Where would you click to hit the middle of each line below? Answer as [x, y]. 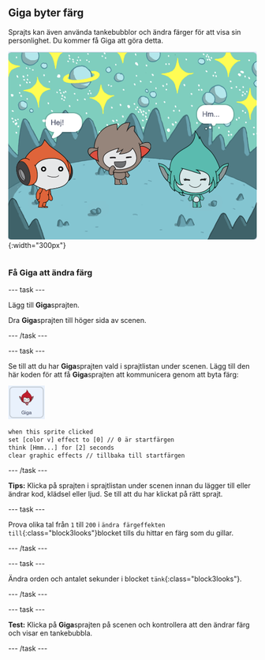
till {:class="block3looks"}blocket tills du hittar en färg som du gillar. [121, 533]
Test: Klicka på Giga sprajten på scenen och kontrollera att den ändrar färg [129, 624]
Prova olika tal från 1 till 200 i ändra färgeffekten [87, 525]
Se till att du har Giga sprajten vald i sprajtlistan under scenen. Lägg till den [129, 366]
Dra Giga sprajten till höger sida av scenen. [77, 320]
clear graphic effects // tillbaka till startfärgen [97, 456]
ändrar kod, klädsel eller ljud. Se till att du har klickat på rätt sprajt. [116, 494]
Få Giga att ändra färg [50, 272]
